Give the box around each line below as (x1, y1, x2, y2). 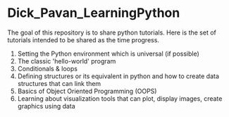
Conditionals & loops (17, 64, 78, 73)
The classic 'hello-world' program (17, 56, 116, 65)
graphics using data (17, 101, 75, 110)
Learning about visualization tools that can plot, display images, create (17, 94, 223, 103)
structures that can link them (17, 79, 101, 87)
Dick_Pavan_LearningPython (7, 5, 180, 21)
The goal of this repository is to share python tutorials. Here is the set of (7, 28, 217, 37)
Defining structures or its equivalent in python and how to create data (17, 72, 220, 80)
